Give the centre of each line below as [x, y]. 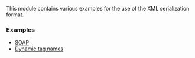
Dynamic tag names [39, 49]
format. [15, 15]
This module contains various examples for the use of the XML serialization [98, 8]
